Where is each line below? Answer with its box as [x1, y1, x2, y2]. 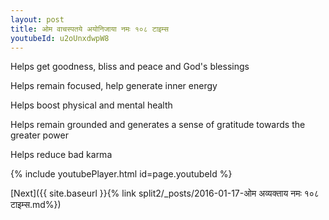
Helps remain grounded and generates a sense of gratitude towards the [10, 119, 306, 131]
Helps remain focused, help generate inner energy [10, 80, 218, 92]
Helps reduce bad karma [10, 149, 113, 161]
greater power [10, 129, 69, 141]
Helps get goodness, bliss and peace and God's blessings [10, 61, 250, 73]
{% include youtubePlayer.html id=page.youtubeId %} [10, 168, 233, 180]
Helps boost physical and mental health [10, 99, 173, 111]
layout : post [10, 14, 65, 25]
